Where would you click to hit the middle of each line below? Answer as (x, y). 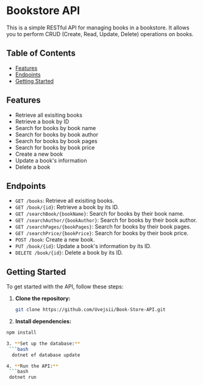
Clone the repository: (43, 299)
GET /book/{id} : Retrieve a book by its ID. (67, 207)
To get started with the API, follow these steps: (65, 287)
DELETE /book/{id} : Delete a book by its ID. (69, 253)
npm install (21, 333)
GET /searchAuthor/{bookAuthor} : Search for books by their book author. (106, 220)
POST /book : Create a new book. (55, 240)
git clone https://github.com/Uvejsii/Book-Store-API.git (90, 310)
